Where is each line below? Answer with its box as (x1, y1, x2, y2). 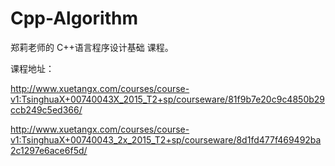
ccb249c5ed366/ (10, 103, 83, 116)
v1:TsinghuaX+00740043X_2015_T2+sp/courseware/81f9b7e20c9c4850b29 (10, 93, 326, 105)
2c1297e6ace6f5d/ (10, 144, 88, 156)
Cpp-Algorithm (10, 7, 138, 30)
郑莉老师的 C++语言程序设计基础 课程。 (10, 41, 174, 53)
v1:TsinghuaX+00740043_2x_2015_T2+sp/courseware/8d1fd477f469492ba (10, 133, 322, 146)
